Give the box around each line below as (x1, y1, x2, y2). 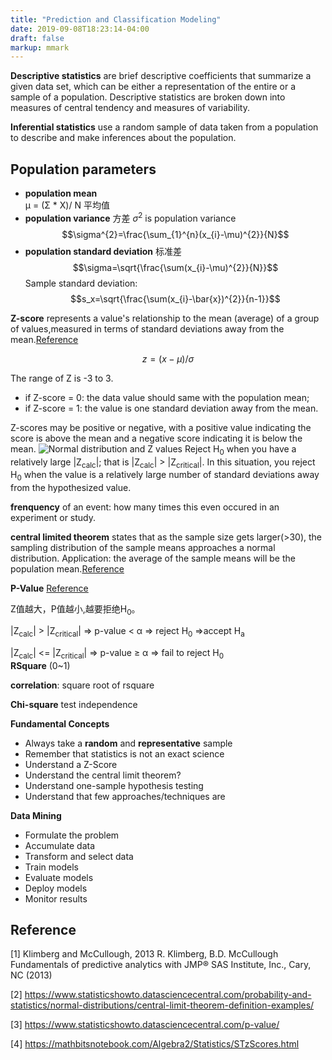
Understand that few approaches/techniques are (24, 790, 226, 802)
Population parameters (10, 161, 157, 178)
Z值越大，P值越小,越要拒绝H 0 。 (10, 603, 141, 617)
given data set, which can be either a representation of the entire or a (10, 81, 297, 93)
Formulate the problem (24, 829, 120, 841)
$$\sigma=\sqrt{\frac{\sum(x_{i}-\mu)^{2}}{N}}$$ (72, 261, 279, 273)
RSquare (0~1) (10, 659, 71, 671)
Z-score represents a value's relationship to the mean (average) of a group (10, 312, 320, 324)
